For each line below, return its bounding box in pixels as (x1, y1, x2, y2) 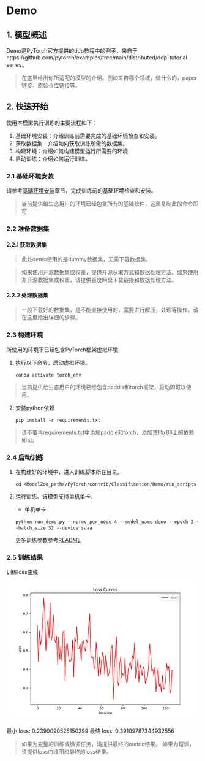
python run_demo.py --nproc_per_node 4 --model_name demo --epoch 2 (15, 519, 194, 525)
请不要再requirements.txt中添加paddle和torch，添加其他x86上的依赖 (21, 429, 195, 436)
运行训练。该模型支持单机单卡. (15, 493, 92, 500)
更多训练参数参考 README (15, 537, 81, 544)
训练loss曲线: (6, 568, 40, 576)
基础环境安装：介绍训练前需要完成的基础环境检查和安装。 (15, 132, 160, 139)
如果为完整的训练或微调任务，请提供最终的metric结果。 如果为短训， (21, 740, 195, 748)
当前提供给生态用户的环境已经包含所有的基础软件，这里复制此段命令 (21, 200, 193, 207)
